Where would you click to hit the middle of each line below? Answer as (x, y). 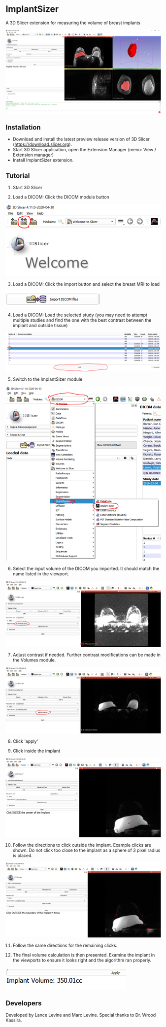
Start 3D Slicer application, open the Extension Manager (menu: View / (84, 150)
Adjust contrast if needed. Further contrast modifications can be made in (86, 655)
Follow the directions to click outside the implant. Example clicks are (82, 845)
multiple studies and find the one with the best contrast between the (82, 320)
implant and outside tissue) (40, 326)
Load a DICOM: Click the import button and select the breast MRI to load (86, 284)
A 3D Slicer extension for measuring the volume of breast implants (73, 23)
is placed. (23, 855)
